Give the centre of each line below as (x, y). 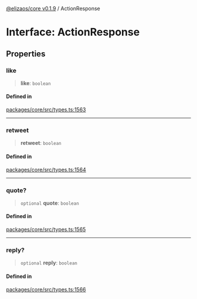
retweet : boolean (41, 143)
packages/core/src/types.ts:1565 (46, 230)
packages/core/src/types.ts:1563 (46, 110)
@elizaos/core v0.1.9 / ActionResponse (53, 9)
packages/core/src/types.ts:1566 (46, 289)
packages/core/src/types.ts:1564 (46, 169)
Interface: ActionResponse (73, 32)
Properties (26, 54)
